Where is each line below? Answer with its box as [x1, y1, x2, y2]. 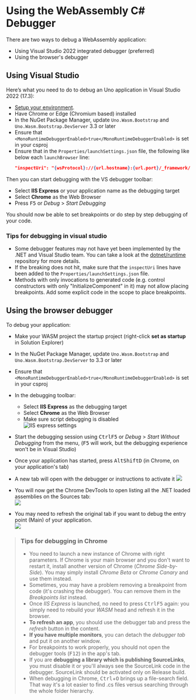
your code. [6, 217, 32, 224]
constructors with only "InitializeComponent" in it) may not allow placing [14, 282, 189, 289]
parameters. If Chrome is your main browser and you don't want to [29, 556, 190, 564]
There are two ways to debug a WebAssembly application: [6, 36, 147, 43]
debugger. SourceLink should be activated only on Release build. [29, 669, 186, 676]
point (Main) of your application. [14, 516, 92, 523]
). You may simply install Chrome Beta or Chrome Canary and [40, 569, 188, 576]
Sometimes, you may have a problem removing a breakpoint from [29, 581, 187, 589]
